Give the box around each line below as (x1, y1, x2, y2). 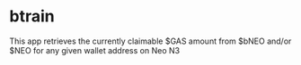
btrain (9, 6, 56, 27)
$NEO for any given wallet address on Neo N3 (9, 45, 181, 55)
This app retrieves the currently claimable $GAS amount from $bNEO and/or (9, 36, 292, 46)
